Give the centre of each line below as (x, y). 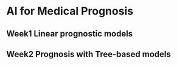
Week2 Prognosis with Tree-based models (89, 54)
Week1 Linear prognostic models (70, 34)
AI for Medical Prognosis (70, 11)
